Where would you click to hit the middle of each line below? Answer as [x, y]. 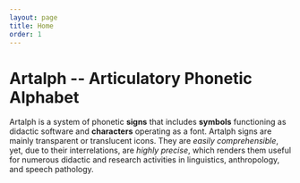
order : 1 [26, 34]
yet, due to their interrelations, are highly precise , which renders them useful [150, 150]
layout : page [34, 17]
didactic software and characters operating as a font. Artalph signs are [141, 131]
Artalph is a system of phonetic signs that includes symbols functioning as [148, 122]
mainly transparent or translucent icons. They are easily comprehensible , [144, 141]
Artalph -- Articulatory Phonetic [131, 78]
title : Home [31, 26]
